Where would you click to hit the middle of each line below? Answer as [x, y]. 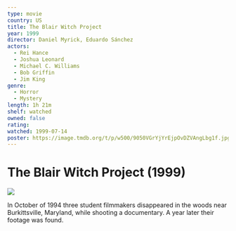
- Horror [26, 92]
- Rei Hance [31, 53]
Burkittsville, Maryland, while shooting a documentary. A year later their [111, 213]
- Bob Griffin [34, 72]
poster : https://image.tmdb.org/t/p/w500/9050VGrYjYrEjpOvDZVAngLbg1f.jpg [119, 138]
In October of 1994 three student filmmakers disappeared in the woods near [117, 205]
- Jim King [29, 79]
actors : [19, 46]
